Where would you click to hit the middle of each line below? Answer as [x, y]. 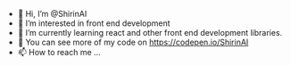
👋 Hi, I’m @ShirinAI [52, 14]
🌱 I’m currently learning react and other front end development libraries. [150, 33]
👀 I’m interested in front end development [94, 23]
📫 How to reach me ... [59, 52]
